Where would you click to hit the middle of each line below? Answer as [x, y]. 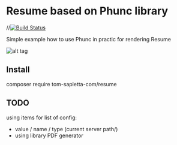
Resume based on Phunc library [87, 11]
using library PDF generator [49, 135]
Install [18, 70]
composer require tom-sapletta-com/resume [61, 84]
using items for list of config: [41, 117]
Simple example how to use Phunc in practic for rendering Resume [88, 39]
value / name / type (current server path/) [66, 129]
